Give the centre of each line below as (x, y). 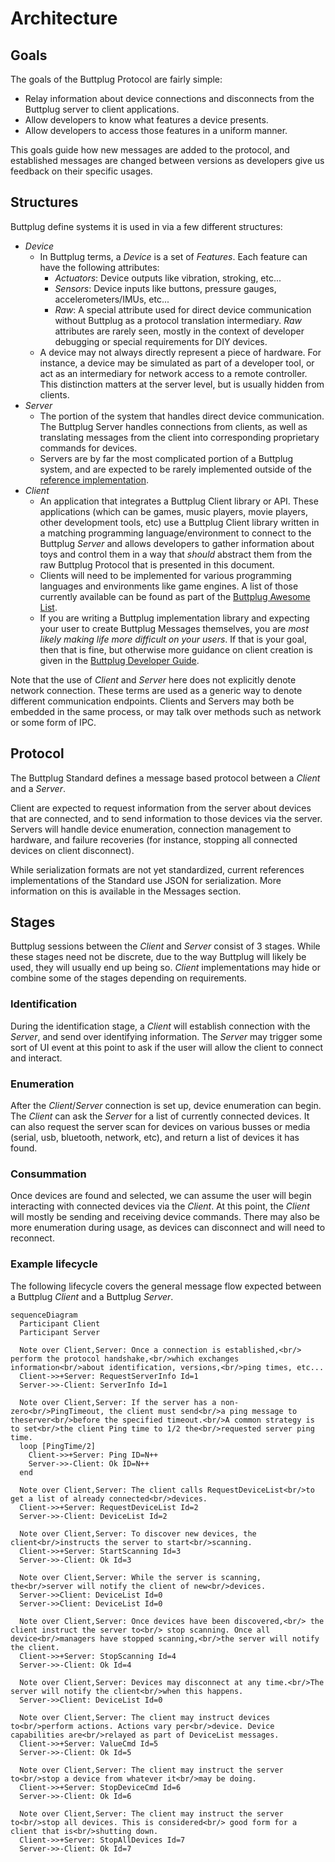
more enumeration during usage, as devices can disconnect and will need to (168, 1228)
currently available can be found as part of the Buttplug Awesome (175, 596)
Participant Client (60, 1323)
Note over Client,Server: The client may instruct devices (145, 1717)
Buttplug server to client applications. (102, 109)
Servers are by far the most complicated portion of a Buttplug (166, 458)
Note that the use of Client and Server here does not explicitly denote (153, 679)
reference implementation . (94, 479)
